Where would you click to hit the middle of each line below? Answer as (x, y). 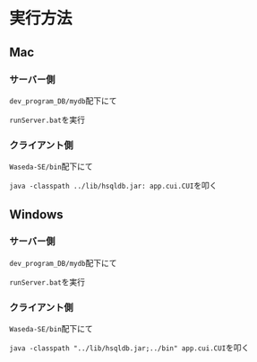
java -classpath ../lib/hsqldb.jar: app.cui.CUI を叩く (113, 186)
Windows (36, 214)
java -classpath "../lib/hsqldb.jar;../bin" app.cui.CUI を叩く (129, 348)
